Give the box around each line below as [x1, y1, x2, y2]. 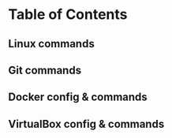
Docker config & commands [8, 91, 148, 104]
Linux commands [8, 37, 95, 50]
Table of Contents [8, 6, 128, 24]
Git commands [8, 63, 81, 76]
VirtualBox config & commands [8, 117, 165, 131]
